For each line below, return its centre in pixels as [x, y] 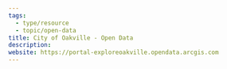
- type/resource [42, 23]
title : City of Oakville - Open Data [71, 38]
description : [30, 45]
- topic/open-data [46, 30]
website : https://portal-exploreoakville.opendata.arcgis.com [113, 52]
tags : [17, 15]
